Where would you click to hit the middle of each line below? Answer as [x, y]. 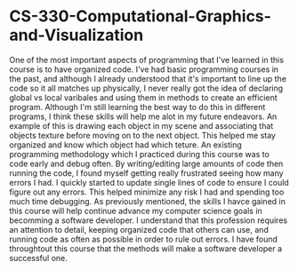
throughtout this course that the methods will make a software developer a [146, 248]
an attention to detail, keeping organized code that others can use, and [139, 229]
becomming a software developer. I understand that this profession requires [148, 220]
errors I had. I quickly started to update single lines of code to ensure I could [149, 182]
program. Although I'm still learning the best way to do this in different [137, 107]
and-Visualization [77, 35]
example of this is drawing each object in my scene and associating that [141, 125]
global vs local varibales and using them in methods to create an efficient [143, 97]
